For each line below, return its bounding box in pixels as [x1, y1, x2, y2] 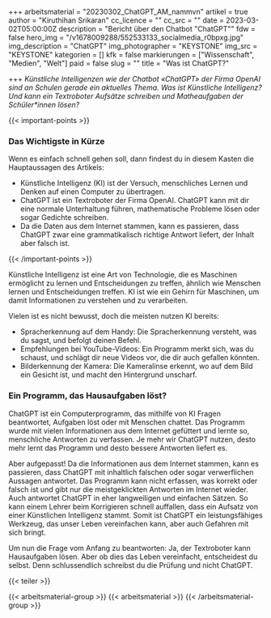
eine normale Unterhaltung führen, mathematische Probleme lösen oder [19, 204, 260, 214]
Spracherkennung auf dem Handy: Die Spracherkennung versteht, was [19, 327, 257, 337]
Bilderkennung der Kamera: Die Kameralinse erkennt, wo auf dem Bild [19, 362, 253, 371]
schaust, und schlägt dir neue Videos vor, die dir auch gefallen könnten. [19, 353, 260, 362]
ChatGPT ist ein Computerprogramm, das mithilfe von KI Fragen [8, 408, 221, 418]
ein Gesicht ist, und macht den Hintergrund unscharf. [19, 370, 197, 379]
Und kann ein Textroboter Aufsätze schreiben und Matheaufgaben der [8, 91, 244, 100]
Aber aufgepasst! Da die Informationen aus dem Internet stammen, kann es [8, 459, 259, 468]
